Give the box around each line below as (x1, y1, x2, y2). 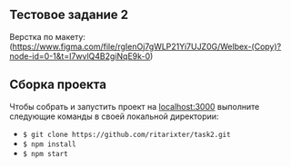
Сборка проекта (9, 77, 107, 93)
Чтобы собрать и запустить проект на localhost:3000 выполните (9, 101, 260, 112)
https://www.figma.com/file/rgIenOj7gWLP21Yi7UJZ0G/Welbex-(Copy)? (12, 41, 282, 52)
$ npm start (22, 149, 68, 158)
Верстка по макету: (9, 31, 86, 42)
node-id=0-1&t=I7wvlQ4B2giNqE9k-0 (9, 50, 151, 62)
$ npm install (22, 140, 76, 149)
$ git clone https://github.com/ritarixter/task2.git (22, 130, 231, 139)
